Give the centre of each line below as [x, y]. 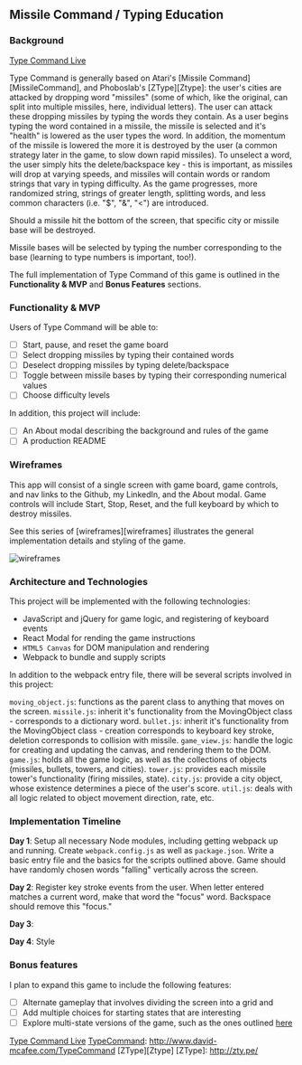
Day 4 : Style [32, 942]
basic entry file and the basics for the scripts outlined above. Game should [148, 860]
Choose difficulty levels [66, 395]
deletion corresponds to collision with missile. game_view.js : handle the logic [151, 740]
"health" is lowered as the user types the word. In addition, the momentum [147, 136]
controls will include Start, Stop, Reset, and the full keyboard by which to [144, 504]
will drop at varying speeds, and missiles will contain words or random [140, 174]
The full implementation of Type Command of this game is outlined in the [145, 274]
